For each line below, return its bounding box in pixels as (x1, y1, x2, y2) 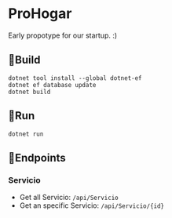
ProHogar (8, 5, 72, 23)
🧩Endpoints (8, 151, 67, 165)
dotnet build (8, 88, 51, 96)
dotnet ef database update (8, 81, 97, 89)
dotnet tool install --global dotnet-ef (8, 74, 143, 82)
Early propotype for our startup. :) (8, 31, 118, 40)
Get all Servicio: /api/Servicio (19, 193, 119, 202)
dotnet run (8, 130, 44, 138)
